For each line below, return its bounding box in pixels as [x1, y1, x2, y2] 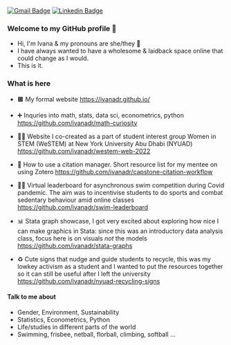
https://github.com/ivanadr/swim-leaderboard [17, 203, 149, 211]
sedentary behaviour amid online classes [17, 196, 135, 204]
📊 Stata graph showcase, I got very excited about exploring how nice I [17, 216, 219, 225]
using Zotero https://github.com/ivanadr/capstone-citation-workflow [17, 167, 213, 176]
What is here [7, 79, 50, 88]
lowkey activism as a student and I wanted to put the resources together [17, 262, 223, 270]
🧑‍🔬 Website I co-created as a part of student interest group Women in [17, 132, 216, 140]
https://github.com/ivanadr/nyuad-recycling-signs [17, 277, 160, 285]
